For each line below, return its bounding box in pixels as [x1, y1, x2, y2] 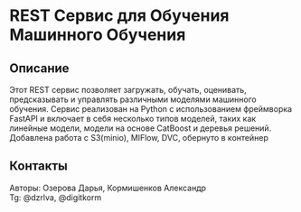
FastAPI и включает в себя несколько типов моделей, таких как [9, 114, 257, 124]
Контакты [9, 159, 68, 174]
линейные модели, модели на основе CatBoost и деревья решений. [9, 123, 272, 134]
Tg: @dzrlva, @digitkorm [9, 191, 102, 203]
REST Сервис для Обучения [9, 5, 230, 26]
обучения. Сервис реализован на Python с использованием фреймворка [9, 104, 292, 114]
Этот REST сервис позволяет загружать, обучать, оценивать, [9, 85, 247, 95]
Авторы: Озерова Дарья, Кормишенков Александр [9, 182, 206, 193]
